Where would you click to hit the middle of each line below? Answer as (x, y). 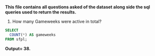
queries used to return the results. (41, 12)
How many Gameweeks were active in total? (57, 21)
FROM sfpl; (16, 39)
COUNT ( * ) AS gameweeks (33, 35)
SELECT (12, 30)
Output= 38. (18, 48)
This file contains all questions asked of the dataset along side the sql (78, 7)
